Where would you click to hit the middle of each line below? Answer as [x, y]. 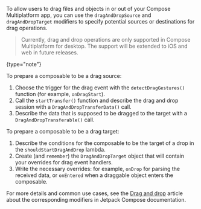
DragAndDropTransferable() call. [55, 120]
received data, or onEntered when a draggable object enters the [94, 175]
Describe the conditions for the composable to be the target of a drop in [104, 143]
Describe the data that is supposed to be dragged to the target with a [101, 113]
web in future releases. [49, 53]
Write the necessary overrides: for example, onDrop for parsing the [97, 169]
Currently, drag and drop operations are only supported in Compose [106, 40]
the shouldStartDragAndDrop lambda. [60, 150]
